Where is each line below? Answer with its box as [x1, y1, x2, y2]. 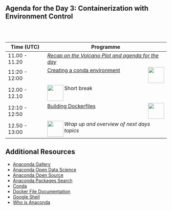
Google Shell [12, 194, 40, 200]
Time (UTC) [10, 43, 40, 50]
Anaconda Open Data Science [12, 166, 77, 173]
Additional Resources [5, 148, 75, 156]
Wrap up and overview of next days [64, 120, 150, 128]
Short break [64, 85, 93, 92]
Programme [91, 43, 120, 50]
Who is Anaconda [12, 199, 50, 205]
